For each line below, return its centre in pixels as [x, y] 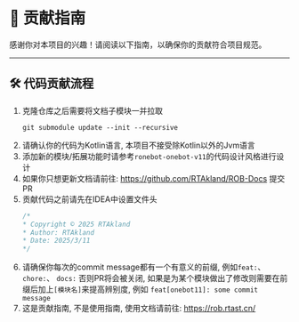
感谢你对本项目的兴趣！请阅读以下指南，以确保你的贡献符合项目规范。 [138, 44]
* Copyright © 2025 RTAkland [76, 224]
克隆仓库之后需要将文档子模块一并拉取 [92, 110]
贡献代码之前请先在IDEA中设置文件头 [89, 199]
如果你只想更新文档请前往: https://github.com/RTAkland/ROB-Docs [145, 178]
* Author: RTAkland [58, 232]
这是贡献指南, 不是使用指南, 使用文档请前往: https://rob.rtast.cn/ [139, 309]
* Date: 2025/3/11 [56, 241]
